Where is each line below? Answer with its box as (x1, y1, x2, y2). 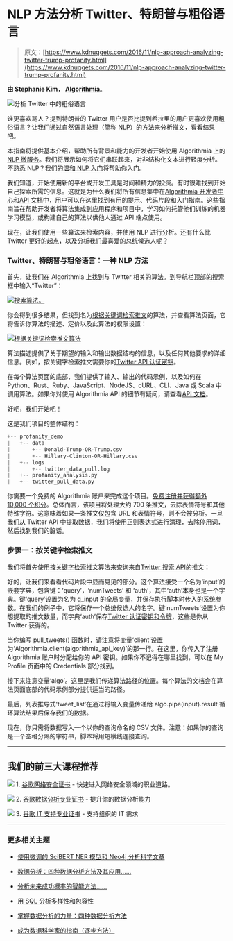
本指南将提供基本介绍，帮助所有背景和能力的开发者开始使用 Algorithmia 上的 (7, 146, 226, 155)
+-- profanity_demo (7, 433, 64, 441)
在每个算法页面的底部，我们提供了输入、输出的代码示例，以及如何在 (7, 373, 202, 381)
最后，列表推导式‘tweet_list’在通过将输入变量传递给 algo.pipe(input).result (7, 700, 218, 708)
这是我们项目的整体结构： (7, 419, 80, 427)
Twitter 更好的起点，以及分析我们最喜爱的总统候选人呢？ (7, 237, 169, 245)
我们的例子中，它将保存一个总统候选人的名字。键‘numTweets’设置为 (25, 603, 220, 611)
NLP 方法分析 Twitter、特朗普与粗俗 (7, 6, 213, 22)
